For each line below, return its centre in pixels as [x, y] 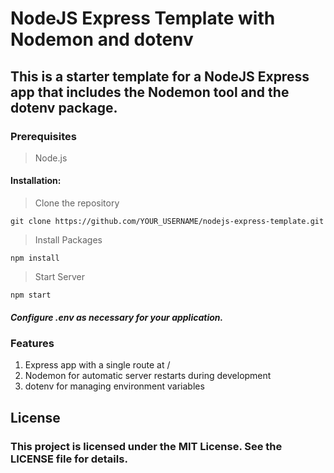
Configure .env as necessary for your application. [117, 317]
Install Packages [68, 240]
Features [32, 344]
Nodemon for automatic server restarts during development [148, 376]
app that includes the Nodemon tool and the [150, 92]
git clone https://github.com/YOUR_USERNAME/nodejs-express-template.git [167, 222]
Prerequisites [43, 136]
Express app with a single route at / [97, 365]
